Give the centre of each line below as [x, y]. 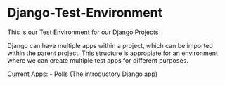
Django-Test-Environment [85, 13]
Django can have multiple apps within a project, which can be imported [110, 45]
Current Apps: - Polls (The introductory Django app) [83, 74]
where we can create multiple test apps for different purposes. [98, 60]
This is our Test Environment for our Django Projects [83, 32]
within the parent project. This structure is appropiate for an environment [112, 53]
